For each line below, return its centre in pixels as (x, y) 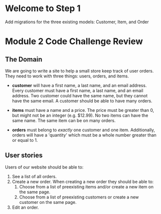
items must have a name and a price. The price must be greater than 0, (83, 110)
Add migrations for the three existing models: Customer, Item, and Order (77, 22)
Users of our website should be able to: (44, 167)
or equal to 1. (25, 140)
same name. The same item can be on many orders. (64, 120)
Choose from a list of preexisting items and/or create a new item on (86, 186)
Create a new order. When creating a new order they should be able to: (83, 182)
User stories (24, 155)
